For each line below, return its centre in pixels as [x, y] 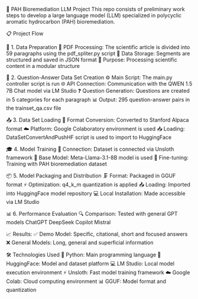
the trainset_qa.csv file [34, 108]
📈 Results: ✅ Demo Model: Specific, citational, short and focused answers [97, 234]
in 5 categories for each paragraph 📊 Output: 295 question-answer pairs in [98, 100]
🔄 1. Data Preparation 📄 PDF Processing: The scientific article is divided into [98, 47]
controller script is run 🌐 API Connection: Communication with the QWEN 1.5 [99, 84]
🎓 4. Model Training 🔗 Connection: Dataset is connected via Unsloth [90, 149]
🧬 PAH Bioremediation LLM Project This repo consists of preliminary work [95, 9]
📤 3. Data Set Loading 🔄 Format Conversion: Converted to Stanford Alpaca [98, 120]
